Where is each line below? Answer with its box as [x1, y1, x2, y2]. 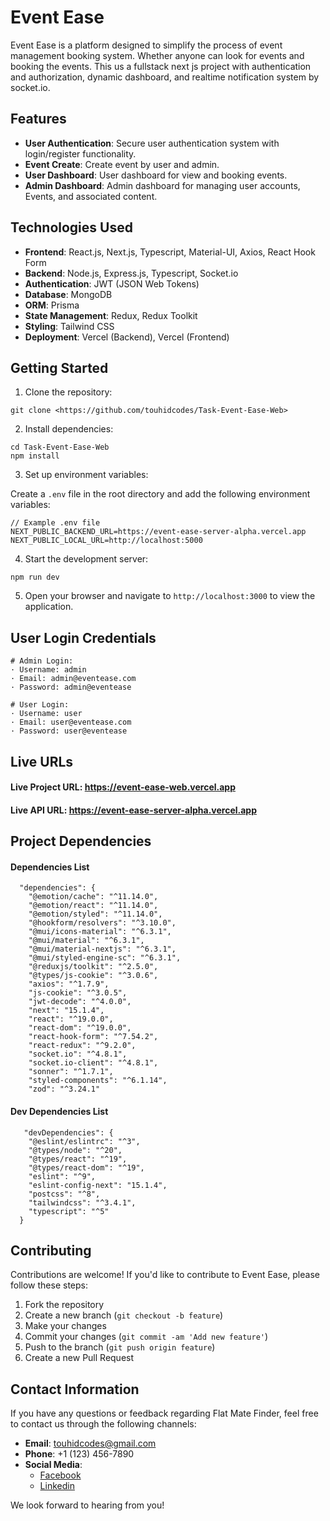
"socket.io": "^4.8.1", [28, 1049, 128, 1060]
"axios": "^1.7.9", [28, 979, 110, 990]
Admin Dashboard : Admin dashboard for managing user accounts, [24, 179, 301, 191]
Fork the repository [24, 1299, 105, 1311]
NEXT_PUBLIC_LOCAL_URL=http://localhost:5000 [10, 536, 203, 546]
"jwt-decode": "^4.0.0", [28, 997, 132, 1007]
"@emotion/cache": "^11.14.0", [28, 892, 159, 902]
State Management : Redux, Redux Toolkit [24, 309, 198, 321]
